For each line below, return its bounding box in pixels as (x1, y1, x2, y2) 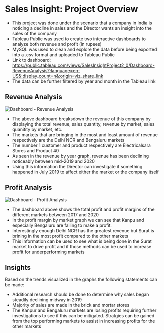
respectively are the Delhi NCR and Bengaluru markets (12, 137, 125, 143)
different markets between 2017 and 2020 (12, 211, 99, 218)
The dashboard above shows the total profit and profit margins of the (12, 206, 155, 212)
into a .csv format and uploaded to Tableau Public (12, 51, 115, 58)
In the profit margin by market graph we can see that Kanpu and (12, 217, 144, 223)
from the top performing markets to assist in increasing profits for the (12, 318, 155, 324)
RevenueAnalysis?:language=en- (12, 67, 81, 73)
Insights (5, 263, 31, 272)
